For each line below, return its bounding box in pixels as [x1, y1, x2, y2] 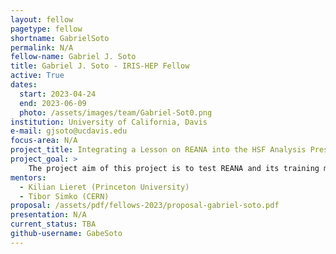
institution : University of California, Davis [10, 117, 208, 127]
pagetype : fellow [10, 24, 83, 34]
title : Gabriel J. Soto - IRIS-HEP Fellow [10, 61, 190, 71]
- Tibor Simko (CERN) [19, 191, 110, 201]
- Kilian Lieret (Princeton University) [19, 182, 190, 192]
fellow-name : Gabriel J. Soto [10, 52, 137, 62]
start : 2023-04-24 [19, 89, 97, 99]
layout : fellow [10, 14, 74, 25]
